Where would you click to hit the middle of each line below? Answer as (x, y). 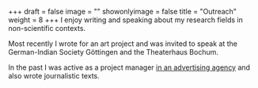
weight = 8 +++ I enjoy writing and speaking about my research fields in (125, 20)
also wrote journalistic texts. (54, 76)
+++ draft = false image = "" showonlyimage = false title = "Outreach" (123, 11)
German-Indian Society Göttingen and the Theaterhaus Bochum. (114, 52)
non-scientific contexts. (47, 28)
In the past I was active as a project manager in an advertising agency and (129, 67)
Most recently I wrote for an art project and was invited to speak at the (123, 44)
